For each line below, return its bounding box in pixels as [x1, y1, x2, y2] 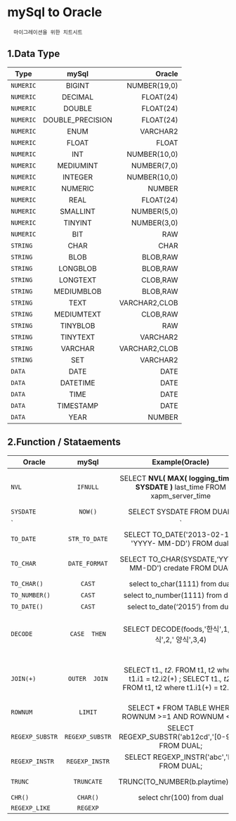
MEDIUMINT [57, 160, 98, 170]
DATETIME [60, 378, 96, 388]
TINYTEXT [60, 332, 96, 342]
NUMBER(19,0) [126, 80, 178, 90]
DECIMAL [62, 92, 93, 102]
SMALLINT [59, 206, 96, 216]
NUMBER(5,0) [131, 206, 178, 216]
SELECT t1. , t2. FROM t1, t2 [124, 665, 216, 675]
